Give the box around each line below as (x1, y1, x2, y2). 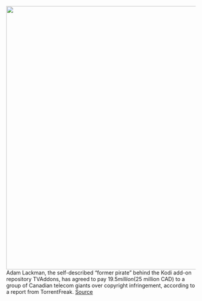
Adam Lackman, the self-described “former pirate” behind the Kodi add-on (6, 269, 192, 276)
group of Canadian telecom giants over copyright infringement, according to (6, 282, 195, 289)
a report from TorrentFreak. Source (6, 288, 93, 295)
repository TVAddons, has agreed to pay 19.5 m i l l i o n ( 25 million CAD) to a (6, 276, 185, 282)
